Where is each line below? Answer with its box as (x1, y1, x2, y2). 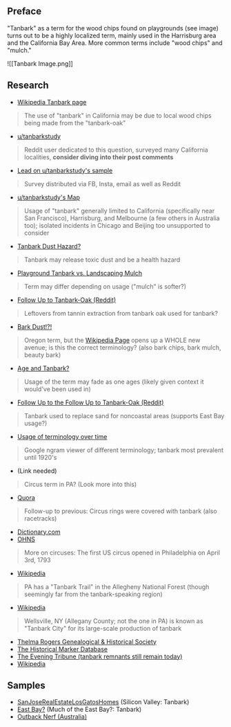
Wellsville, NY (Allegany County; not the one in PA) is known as (23, 616, 203, 625)
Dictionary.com (17, 528, 61, 536)
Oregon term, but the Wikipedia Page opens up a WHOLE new (23, 336, 201, 344)
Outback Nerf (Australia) (17, 712, 88, 721)
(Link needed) (17, 467, 57, 475)
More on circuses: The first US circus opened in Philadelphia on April (23, 548, 221, 557)
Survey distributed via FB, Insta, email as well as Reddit (23, 179, 181, 188)
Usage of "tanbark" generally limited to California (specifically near (23, 206, 215, 215)
